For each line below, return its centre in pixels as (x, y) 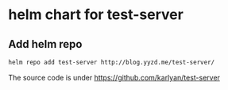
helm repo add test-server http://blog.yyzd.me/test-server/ (112, 62)
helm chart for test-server (96, 15)
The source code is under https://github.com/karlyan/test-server (114, 77)
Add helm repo (45, 44)
